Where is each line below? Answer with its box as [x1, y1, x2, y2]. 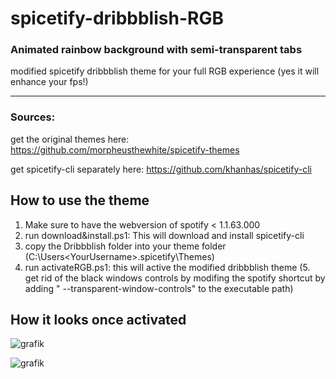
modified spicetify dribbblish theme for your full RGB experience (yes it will [10, 65, 320, 77]
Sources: [10, 110, 56, 124]
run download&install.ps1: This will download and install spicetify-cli [24, 229, 305, 241]
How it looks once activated [10, 311, 187, 328]
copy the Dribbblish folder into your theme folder [24, 240, 227, 252]
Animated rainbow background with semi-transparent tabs [10, 43, 303, 57]
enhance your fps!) [10, 76, 89, 88]
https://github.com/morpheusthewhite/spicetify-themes [10, 143, 240, 156]
